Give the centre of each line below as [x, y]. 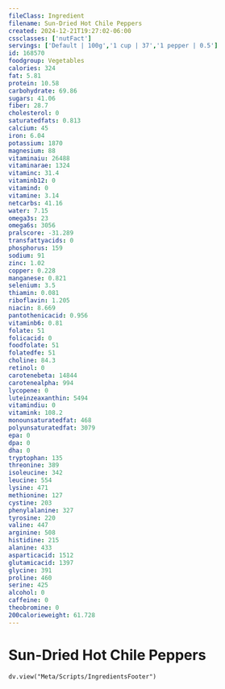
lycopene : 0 [28, 390]
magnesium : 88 [32, 151]
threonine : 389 [34, 465]
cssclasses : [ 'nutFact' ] [50, 38]
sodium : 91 [27, 255]
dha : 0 [19, 450]
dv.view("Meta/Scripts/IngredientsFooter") [83, 677]
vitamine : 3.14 [34, 195]
